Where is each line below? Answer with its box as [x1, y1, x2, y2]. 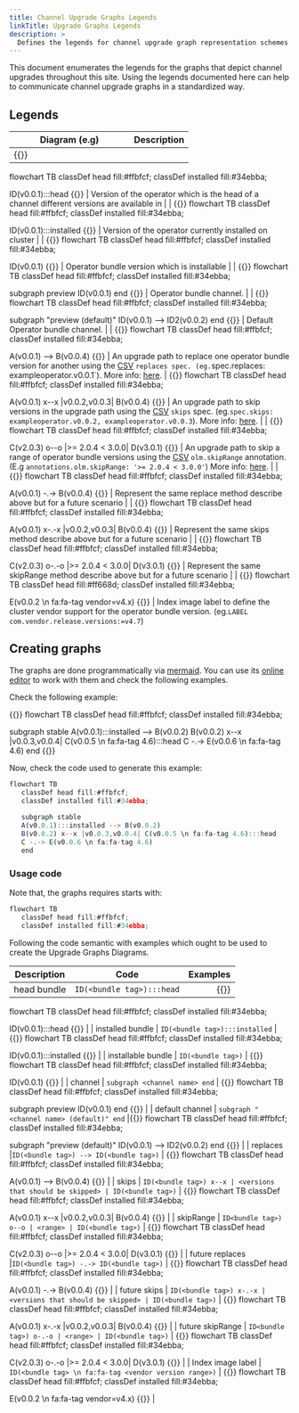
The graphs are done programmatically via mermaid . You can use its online [9, 665, 285, 676]
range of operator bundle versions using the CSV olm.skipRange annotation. [9, 452, 287, 463]
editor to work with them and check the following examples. [9, 674, 229, 685]
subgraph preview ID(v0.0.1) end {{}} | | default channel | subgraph [9, 1103, 251, 1114]
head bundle [13, 982, 67, 995]
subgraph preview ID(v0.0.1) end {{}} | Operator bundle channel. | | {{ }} [9, 288, 270, 299]
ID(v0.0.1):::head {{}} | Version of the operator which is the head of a [9, 189, 260, 200]
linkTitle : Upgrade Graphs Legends [9, 21, 141, 30]
